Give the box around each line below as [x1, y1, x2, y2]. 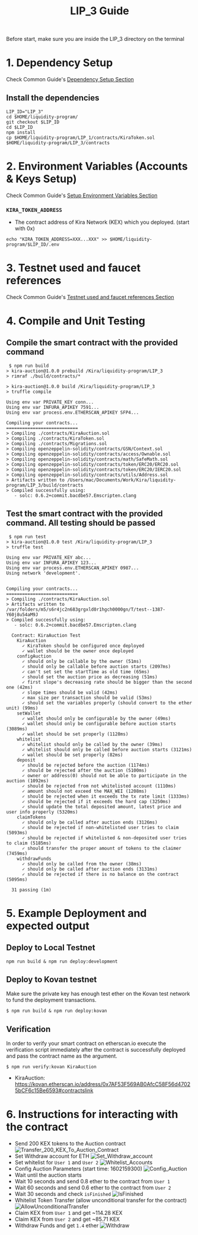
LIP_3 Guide [70, 4, 129, 18]
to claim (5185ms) [6, 840, 52, 846]
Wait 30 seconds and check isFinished [14, 1190, 111, 1198]
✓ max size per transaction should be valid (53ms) [21, 694, 152, 701]
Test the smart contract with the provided [6, 509, 163, 519]
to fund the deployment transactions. [6, 996, 97, 1004]
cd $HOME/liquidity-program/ [6, 114, 78, 120]
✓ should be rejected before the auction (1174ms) [21, 762, 150, 768]
